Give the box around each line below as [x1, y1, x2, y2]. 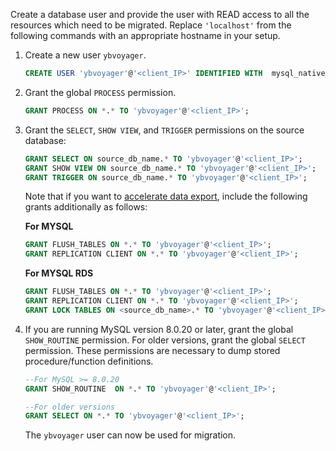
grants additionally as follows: [24, 201, 148, 213]
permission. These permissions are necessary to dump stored [24, 344, 281, 356]
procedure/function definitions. [24, 355, 154, 367]
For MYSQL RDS [24, 267, 94, 279]
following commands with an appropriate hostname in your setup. [10, 30, 281, 41]
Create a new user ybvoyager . [24, 49, 147, 61]
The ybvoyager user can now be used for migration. [24, 429, 237, 441]
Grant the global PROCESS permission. [24, 86, 177, 98]
